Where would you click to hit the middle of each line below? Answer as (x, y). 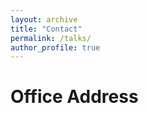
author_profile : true (55, 47)
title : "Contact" (46, 29)
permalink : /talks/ (51, 38)
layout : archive (44, 19)
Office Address (74, 97)
